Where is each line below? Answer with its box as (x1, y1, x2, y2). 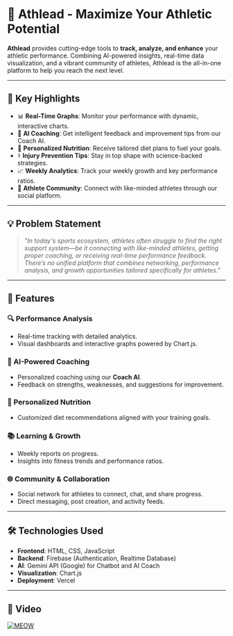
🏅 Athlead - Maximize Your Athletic (7, 6, 213, 22)
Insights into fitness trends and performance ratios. (17, 457, 164, 465)
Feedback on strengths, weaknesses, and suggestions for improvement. (17, 380, 224, 389)
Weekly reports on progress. (17, 450, 99, 458)
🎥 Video (7, 603, 42, 614)
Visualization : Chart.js (17, 569, 82, 578)
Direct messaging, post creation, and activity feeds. (17, 497, 165, 506)
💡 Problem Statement (7, 218, 101, 230)
